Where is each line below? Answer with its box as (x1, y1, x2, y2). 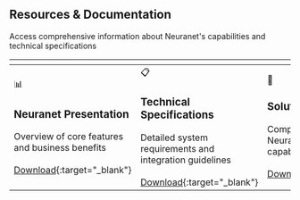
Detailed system (140, 131, 208, 144)
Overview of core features (13, 130, 123, 143)
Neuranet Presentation (13, 107, 129, 121)
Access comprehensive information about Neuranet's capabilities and (9, 30, 266, 41)
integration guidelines (140, 154, 232, 166)
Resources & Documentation (9, 7, 172, 22)
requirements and (140, 142, 215, 154)
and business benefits (13, 142, 107, 154)
